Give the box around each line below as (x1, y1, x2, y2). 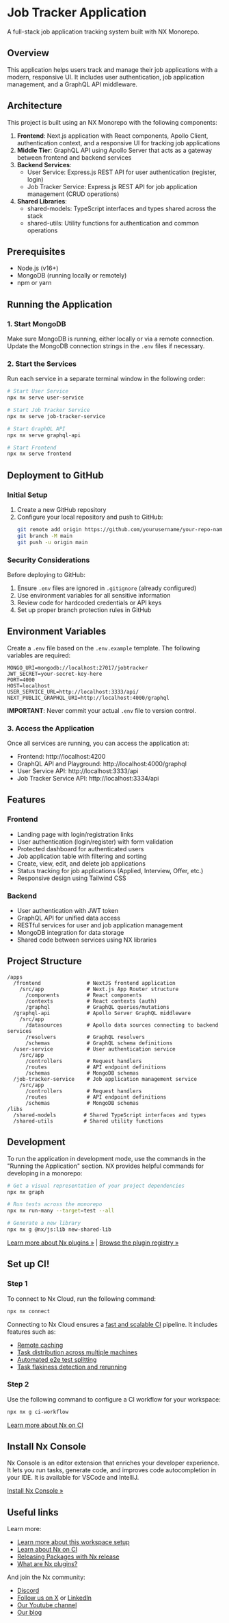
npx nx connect (7, 1308, 51, 1315)
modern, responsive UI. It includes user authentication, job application (7, 73, 205, 81)
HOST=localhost (7, 682, 51, 690)
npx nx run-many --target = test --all (7, 1208, 115, 1215)
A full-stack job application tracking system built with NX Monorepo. (7, 27, 200, 36)
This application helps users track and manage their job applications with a (7, 65, 218, 73)
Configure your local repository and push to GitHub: (16, 513, 163, 522)
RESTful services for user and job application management (16, 921, 183, 929)
